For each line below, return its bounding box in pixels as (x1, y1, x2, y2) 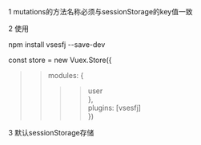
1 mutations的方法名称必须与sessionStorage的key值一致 (8, 7, 193, 16)
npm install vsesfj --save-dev (8, 40, 106, 49)
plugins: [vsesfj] (87, 103, 142, 112)
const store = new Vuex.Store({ (8, 55, 112, 65)
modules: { (47, 71, 84, 80)
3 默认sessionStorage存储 (8, 128, 94, 137)
